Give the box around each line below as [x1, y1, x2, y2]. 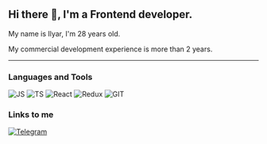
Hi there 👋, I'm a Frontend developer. [8, 8, 193, 21]
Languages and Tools [8, 71, 93, 82]
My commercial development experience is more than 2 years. [8, 44, 213, 54]
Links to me [8, 109, 54, 120]
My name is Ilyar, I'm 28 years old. [8, 28, 121, 38]
